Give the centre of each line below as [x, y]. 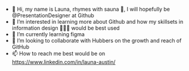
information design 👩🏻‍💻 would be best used [66, 28]
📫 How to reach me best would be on [58, 54]
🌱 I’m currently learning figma [48, 34]
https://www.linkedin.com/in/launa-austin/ [63, 62]
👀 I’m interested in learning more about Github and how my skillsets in [97, 22]
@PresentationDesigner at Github [53, 15]
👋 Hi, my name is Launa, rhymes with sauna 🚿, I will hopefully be [91, 9]
